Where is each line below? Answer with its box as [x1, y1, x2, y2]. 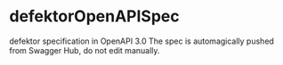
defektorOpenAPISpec [9, 6, 180, 27]
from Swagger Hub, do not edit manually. [9, 45, 160, 55]
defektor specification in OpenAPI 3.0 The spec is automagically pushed [9, 36, 274, 46]
